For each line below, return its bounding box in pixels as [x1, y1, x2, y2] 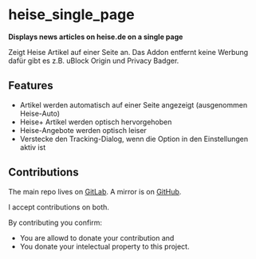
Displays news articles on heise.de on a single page [8, 32, 183, 41]
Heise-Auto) [19, 108, 60, 118]
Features [8, 79, 53, 92]
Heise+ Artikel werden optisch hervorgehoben [19, 117, 172, 127]
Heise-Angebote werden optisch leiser [19, 125, 148, 135]
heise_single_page [8, 6, 135, 24]
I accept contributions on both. [8, 202, 110, 212]
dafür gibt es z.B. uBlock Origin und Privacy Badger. [8, 56, 179, 65]
